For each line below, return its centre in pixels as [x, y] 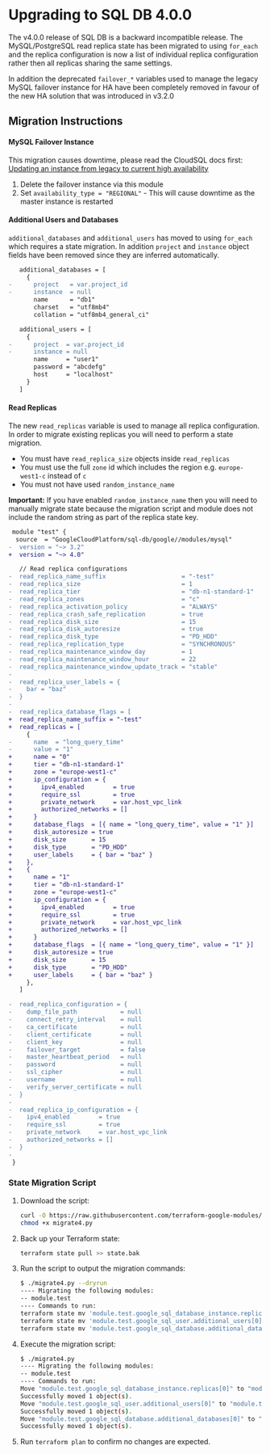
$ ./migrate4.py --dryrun [63, 1283]
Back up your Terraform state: [70, 1238]
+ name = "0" [39, 757]
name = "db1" [64, 300]
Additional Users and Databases [63, 220]
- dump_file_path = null [75, 1012]
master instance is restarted [66, 201]
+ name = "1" [39, 877]
